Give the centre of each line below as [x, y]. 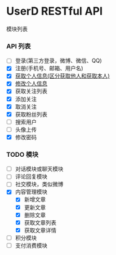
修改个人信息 [31, 84]
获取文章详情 [40, 230]
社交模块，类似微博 [39, 184]
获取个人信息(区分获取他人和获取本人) [62, 76]
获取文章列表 [40, 222]
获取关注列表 [31, 91]
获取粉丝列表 [31, 114]
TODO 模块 [22, 154]
